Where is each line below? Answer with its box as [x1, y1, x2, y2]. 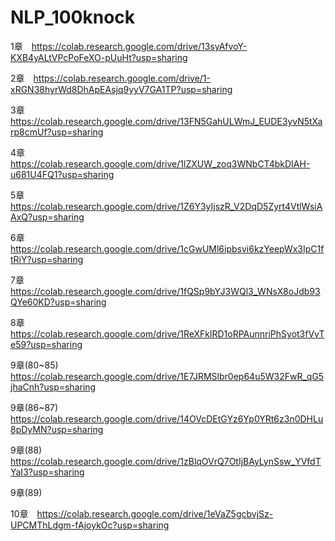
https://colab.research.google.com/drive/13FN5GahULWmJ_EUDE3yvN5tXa [10, 115, 323, 127]
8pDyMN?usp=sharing [10, 423, 104, 435]
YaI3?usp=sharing [10, 466, 85, 478]
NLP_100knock [10, 6, 136, 29]
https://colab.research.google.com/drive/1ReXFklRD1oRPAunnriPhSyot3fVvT [10, 327, 325, 340]
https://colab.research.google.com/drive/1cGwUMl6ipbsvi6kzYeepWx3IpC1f [10, 242, 325, 255]
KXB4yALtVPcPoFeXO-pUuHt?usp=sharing [10, 51, 188, 63]
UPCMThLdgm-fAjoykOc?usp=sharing [10, 519, 170, 531]
